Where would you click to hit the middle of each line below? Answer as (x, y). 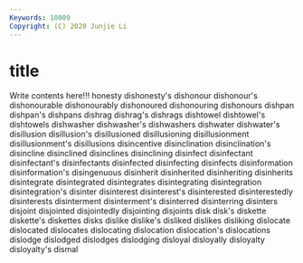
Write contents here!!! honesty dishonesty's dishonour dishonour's (133, 96)
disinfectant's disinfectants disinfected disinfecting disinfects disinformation (151, 163)
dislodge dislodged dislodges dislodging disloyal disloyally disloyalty (137, 240)
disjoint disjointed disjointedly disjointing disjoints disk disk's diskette (138, 211)
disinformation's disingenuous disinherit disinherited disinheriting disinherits (151, 173)
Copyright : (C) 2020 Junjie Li (68, 26)
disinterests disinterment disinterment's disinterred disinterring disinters (144, 202)
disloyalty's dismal (44, 249)
